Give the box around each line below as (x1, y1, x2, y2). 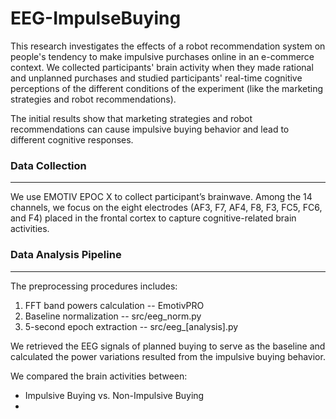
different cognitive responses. (10, 133, 134, 146)
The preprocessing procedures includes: (10, 280, 178, 292)
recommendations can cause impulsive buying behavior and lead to (10, 123, 290, 135)
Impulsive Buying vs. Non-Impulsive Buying (24, 389, 205, 401)
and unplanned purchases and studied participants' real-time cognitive (10, 72, 303, 84)
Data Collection (10, 158, 87, 172)
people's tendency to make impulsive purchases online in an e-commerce (10, 50, 315, 62)
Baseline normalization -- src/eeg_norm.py (24, 310, 202, 322)
